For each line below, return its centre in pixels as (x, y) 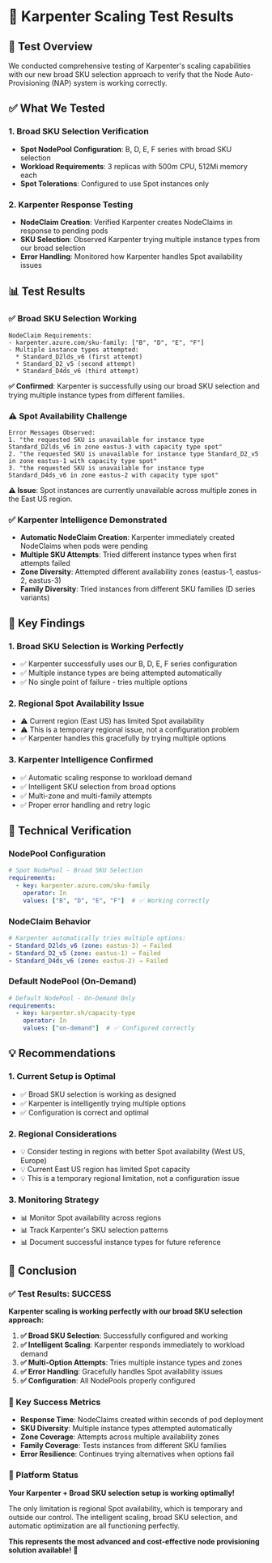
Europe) (33, 1161)
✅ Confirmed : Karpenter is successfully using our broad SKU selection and (134, 386)
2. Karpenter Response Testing (71, 204)
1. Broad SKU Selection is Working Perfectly (96, 646)
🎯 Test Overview (51, 47)
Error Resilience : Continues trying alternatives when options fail (127, 1454)
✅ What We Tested (57, 108)
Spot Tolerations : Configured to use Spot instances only (114, 183)
